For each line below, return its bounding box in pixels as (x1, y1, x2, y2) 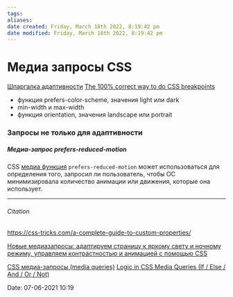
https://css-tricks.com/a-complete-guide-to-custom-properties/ (7, 228, 191, 237)
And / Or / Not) (7, 270, 50, 278)
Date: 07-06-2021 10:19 (7, 284, 74, 292)
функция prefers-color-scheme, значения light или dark (17, 96, 180, 104)
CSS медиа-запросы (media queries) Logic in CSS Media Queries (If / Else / (7, 263, 226, 271)
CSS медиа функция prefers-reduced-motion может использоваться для (7, 162, 220, 171)
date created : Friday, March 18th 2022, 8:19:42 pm (7, 23, 159, 30)
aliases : (7, 17, 33, 24)
